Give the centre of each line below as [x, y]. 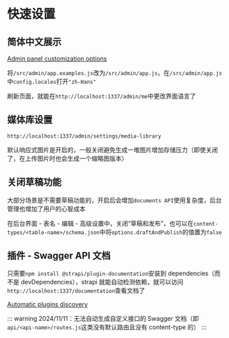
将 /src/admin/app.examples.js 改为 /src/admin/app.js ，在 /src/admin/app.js [115, 73]
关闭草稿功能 [34, 182]
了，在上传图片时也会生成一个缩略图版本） [67, 158]
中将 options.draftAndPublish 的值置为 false [161, 232]
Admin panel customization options [57, 59]
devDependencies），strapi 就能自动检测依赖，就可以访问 [102, 282]
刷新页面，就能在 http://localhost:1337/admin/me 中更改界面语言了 [101, 96]
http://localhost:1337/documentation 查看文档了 [76, 291]
